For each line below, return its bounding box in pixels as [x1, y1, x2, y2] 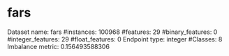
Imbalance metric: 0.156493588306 [7, 42, 110, 50]
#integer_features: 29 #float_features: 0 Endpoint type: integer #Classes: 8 [7, 35, 223, 43]
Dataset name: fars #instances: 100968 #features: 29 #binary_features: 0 [7, 28, 218, 36]
